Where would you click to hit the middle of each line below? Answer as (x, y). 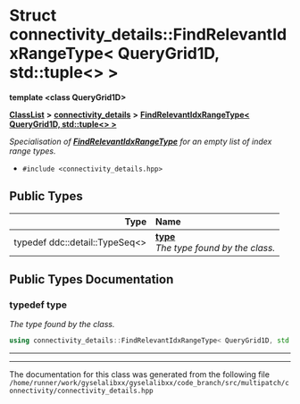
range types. (33, 151)
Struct (33, 16)
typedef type (38, 305)
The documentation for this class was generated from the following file (140, 375)
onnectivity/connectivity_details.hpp (81, 391)
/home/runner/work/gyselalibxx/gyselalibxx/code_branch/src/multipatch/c (150, 383)
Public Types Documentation (92, 279)
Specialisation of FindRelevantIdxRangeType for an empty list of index (141, 141)
